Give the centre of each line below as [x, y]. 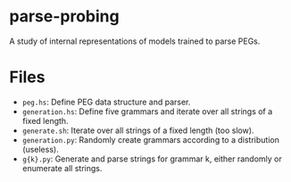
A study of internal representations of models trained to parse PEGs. [135, 41]
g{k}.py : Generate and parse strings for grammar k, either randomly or [152, 159]
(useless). [41, 149]
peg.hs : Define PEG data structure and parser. [106, 102]
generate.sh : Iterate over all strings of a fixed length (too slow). [138, 130]
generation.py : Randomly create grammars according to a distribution [150, 139]
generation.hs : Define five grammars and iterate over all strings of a [147, 111]
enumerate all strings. [62, 168]
